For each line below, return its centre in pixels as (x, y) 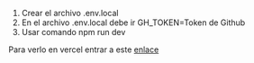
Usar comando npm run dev (73, 32)
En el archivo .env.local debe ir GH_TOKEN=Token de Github (133, 22)
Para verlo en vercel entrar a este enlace (84, 49)
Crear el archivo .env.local (70, 13)
